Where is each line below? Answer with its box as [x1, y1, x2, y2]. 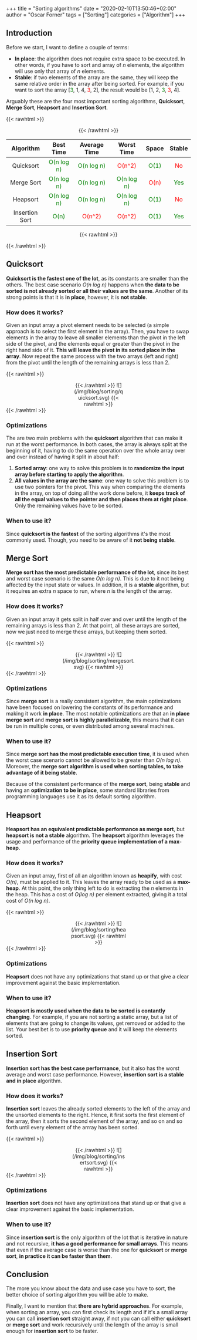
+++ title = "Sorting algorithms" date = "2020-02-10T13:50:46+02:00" [6, 5, 177, 12]
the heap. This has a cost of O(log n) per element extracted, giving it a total [6, 891, 188, 898]
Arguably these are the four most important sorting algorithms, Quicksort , [6, 97, 185, 104]
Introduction [6, 28, 53, 38]
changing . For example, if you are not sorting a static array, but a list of [6, 1013, 178, 1020]
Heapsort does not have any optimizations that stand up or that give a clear [6, 973, 189, 980]
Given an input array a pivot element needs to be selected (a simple [6, 321, 169, 328]
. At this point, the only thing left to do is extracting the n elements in [18, 885, 184, 892]
